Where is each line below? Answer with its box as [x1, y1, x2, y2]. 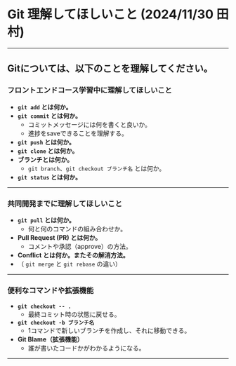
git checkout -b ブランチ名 [17, 320, 95, 327]
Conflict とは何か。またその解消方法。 [17, 250, 130, 259]
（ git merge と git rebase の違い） [17, 259, 122, 268]
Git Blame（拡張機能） [17, 335, 84, 344]
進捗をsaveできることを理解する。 [27, 129, 129, 137]
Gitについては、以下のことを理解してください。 [7, 62, 213, 74]
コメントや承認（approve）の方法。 [27, 242, 132, 250]
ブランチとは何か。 [17, 155, 74, 163]
